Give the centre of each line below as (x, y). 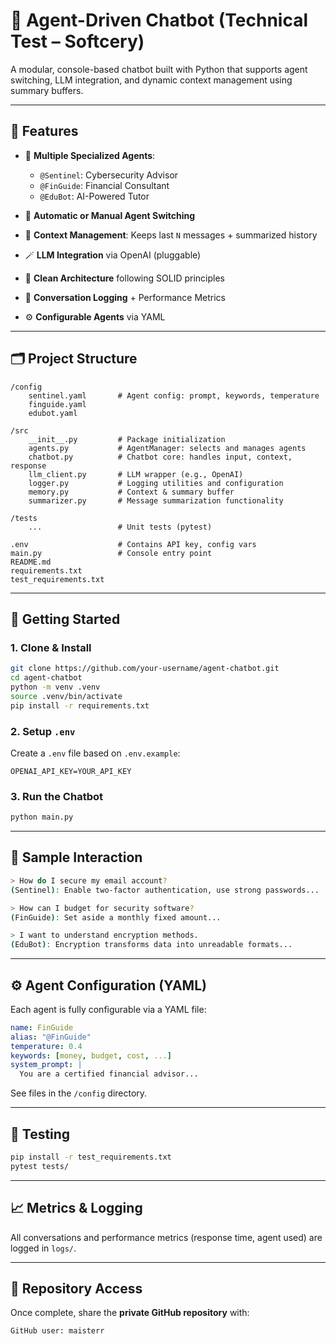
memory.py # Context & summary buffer (131, 492)
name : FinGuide (42, 1027)
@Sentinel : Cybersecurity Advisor (109, 175)
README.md (31, 562)
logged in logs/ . (43, 1248)
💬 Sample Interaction (76, 857)
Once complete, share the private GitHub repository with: (130, 1313)
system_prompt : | (46, 1065)
